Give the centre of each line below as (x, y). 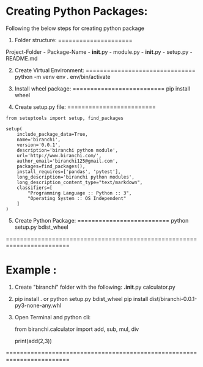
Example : (31, 270)
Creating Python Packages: (77, 11)
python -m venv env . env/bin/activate (62, 76)
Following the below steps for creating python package (75, 28)
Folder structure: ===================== (73, 40)
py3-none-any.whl (38, 305)
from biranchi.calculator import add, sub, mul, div (77, 329)
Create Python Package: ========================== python (102, 220)
